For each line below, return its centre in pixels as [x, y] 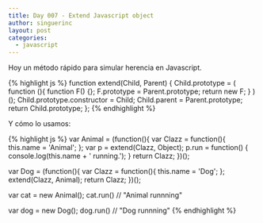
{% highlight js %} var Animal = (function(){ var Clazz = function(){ [117, 139]
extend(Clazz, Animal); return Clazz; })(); [74, 180]
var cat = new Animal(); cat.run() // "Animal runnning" [95, 195]
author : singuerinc [40, 23]
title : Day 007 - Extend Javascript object [81, 15]
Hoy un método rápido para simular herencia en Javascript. [105, 67]
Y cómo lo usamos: [40, 124]
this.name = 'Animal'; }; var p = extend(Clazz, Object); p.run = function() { [128, 148]
